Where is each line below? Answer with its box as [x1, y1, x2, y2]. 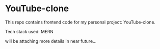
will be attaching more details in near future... [5, 38, 97, 44]
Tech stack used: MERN [5, 28, 53, 34]
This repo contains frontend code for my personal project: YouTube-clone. [5, 19, 156, 25]
